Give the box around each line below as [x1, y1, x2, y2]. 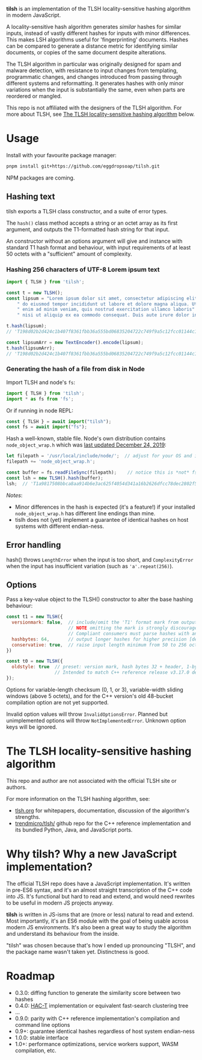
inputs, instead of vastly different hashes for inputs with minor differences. [6, 30, 191, 37]
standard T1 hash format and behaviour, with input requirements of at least [6, 243, 191, 251]
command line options [14, 1021, 70, 1028]
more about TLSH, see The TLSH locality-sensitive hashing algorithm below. [6, 111, 195, 118]
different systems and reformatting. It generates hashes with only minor [6, 80, 184, 87]
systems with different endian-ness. [14, 522, 105, 530]
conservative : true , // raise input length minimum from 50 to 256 [11, 642, 187, 648]
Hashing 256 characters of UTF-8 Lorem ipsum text [6, 265, 161, 274]
